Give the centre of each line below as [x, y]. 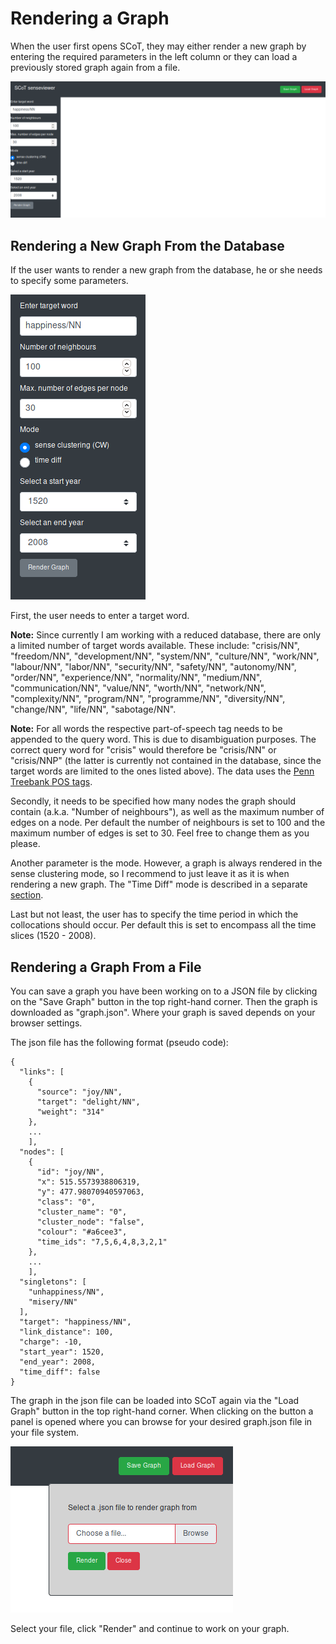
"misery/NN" [53, 1302]
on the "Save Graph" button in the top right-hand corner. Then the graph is [164, 1002]
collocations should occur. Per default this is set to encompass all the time [163, 925]
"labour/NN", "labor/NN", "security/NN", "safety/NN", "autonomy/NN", [153, 667]
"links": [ [42, 1072]
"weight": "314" [70, 1112]
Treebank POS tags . [51, 782]
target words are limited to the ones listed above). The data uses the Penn [162, 771]
